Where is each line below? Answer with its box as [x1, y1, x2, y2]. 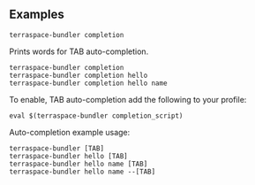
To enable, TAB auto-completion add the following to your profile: [9, 94, 247, 104]
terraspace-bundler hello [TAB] [9, 151, 128, 160]
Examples [9, 7, 64, 22]
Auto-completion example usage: [9, 127, 131, 137]
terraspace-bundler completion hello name [9, 79, 168, 88]
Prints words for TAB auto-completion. [9, 46, 149, 57]
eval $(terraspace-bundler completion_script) [9, 111, 184, 120]
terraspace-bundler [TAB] [9, 143, 104, 153]
